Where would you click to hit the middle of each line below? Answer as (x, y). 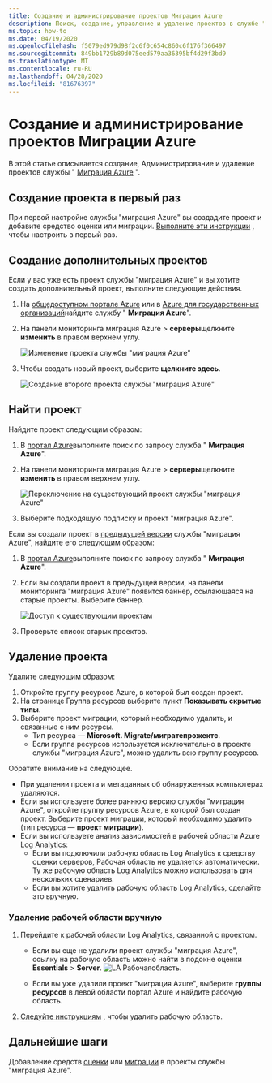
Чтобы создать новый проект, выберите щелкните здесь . (120, 369)
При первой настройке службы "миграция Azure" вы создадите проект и (135, 218)
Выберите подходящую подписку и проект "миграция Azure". (127, 518)
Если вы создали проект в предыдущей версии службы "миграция (124, 533)
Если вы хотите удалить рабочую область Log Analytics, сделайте (147, 887)
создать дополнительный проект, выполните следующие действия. (125, 288)
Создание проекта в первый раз (94, 198)
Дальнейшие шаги (58, 1042)
